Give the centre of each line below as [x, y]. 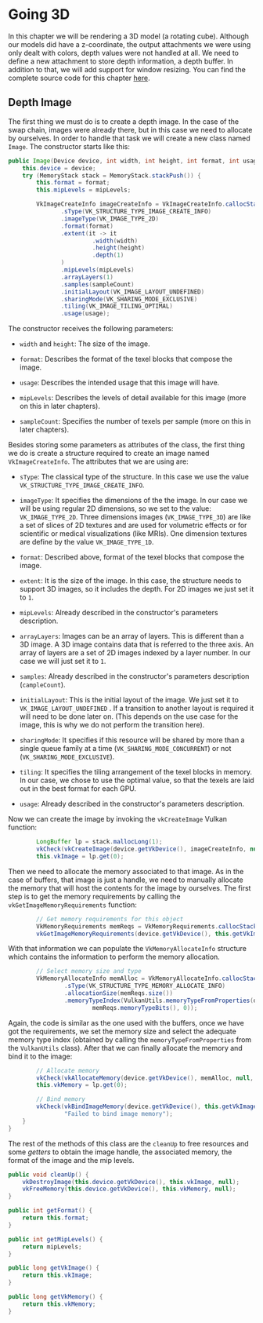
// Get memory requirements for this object [110, 919]
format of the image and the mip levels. [71, 1160]
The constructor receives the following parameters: [91, 329]
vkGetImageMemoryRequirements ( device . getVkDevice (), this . [135, 934]
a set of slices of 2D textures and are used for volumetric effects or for [133, 525]
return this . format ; [56, 1218]
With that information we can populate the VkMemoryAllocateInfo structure [128, 949]
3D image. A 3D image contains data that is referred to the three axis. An [137, 644]
